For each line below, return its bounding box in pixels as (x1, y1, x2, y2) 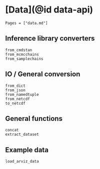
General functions (5, 114, 62, 123)
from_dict (5, 83, 26, 88)
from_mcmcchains (5, 52, 39, 57)
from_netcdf (5, 96, 30, 101)
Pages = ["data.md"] (5, 21, 48, 26)
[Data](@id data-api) (5, 4, 93, 16)
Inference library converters (5, 34, 95, 43)
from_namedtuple (5, 92, 39, 97)
